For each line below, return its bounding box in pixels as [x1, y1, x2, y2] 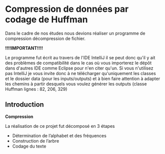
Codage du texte [12, 143, 47, 149]
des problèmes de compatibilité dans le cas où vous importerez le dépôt [5, 60, 152, 66]
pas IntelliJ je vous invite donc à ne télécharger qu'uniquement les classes [5, 70, 156, 76]
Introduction [5, 100, 44, 109]
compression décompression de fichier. [5, 36, 86, 41]
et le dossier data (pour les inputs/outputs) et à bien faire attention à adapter [5, 76, 160, 81]
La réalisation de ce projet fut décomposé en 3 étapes [5, 123, 115, 129]
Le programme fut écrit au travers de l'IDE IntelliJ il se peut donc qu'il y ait [5, 54, 156, 60]
